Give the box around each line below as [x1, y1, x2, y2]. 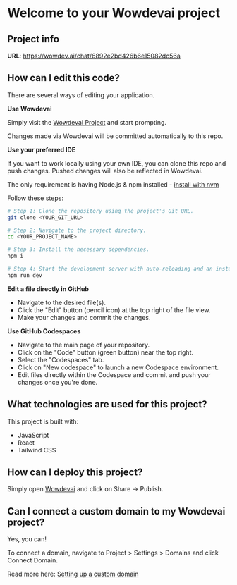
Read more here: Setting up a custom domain [7, 569, 139, 579]
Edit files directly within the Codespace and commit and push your [17, 370, 211, 378]
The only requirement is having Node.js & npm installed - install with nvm [7, 180, 219, 188]
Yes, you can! [7, 535, 47, 543]
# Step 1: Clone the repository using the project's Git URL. [7, 207, 194, 214]
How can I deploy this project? [7, 467, 143, 479]
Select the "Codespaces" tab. [17, 355, 104, 364]
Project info [7, 33, 60, 45]
